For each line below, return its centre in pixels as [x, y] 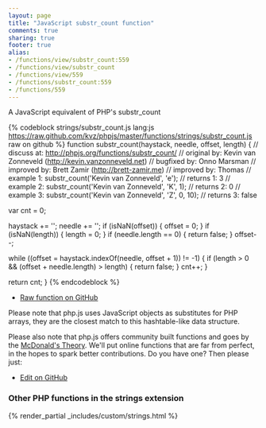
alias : [19, 53]
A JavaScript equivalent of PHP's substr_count [85, 112]
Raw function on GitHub [59, 298]
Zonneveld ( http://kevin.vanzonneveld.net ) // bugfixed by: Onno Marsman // [132, 161]
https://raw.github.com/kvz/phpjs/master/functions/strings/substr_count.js [130, 136]
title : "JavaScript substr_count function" [81, 23]
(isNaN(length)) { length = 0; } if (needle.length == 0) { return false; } [121, 235]
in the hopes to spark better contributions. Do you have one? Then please [129, 354]
